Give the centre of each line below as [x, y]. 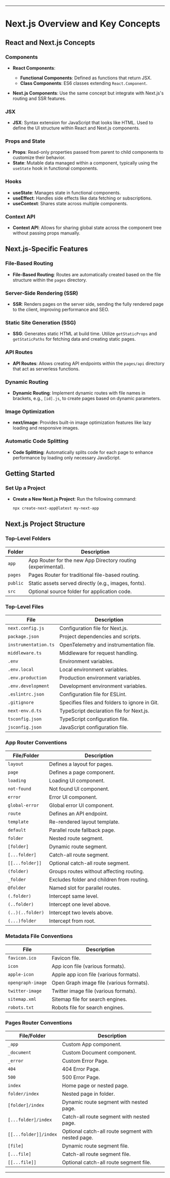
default [17, 830]
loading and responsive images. [46, 428]
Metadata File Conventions [39, 936]
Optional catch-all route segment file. [107, 1162]
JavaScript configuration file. [94, 728]
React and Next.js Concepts [50, 42]
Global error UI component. [81, 805]
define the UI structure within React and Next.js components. [76, 128]
